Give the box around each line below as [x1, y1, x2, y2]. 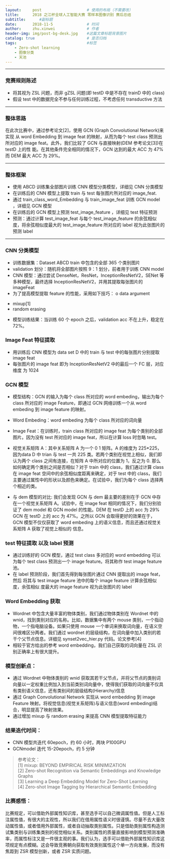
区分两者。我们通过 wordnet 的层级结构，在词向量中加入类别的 [26, 629, 157, 635]
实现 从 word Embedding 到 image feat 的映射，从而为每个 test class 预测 [5, 133, 158, 140]
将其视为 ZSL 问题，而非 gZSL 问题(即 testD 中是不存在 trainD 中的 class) [12, 89, 165, 96]
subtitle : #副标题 [5, 17, 53, 22]
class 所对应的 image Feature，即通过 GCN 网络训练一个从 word [12, 400, 147, 406]
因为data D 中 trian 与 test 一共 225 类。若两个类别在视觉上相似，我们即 [12, 452, 162, 458]
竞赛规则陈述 [5, 77, 37, 84]
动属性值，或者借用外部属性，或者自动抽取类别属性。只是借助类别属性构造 [5, 822, 160, 829]
